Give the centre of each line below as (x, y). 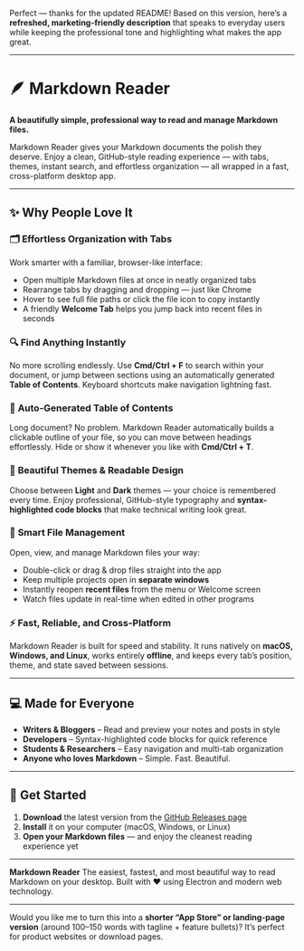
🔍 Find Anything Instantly (68, 342)
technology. (32, 891)
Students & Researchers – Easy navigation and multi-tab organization (153, 748)
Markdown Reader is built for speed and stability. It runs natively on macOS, (151, 646)
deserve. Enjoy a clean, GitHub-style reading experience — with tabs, (139, 157)
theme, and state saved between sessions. (89, 665)
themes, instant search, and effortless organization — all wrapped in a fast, (149, 166)
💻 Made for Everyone (72, 704)
